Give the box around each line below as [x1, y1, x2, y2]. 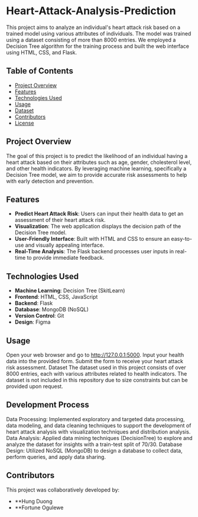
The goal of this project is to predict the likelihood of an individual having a [6, 152, 188, 159]
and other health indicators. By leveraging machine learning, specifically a [6, 164, 187, 172]
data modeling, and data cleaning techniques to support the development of [6, 422, 191, 429]
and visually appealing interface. [25, 241, 105, 249]
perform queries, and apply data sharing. [6, 453, 106, 460]
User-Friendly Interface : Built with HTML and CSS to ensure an [14, 235, 170, 243]
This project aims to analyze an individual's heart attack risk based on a [6, 24, 181, 31]
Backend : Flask [14, 300, 53, 307]
